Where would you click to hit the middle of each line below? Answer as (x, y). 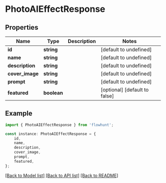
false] (107, 96)
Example (19, 114)
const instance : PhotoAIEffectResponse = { (51, 134)
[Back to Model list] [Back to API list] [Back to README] (62, 175)
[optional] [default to (125, 90)
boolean (53, 93)
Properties (22, 27)
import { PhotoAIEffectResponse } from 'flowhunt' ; (59, 125)
